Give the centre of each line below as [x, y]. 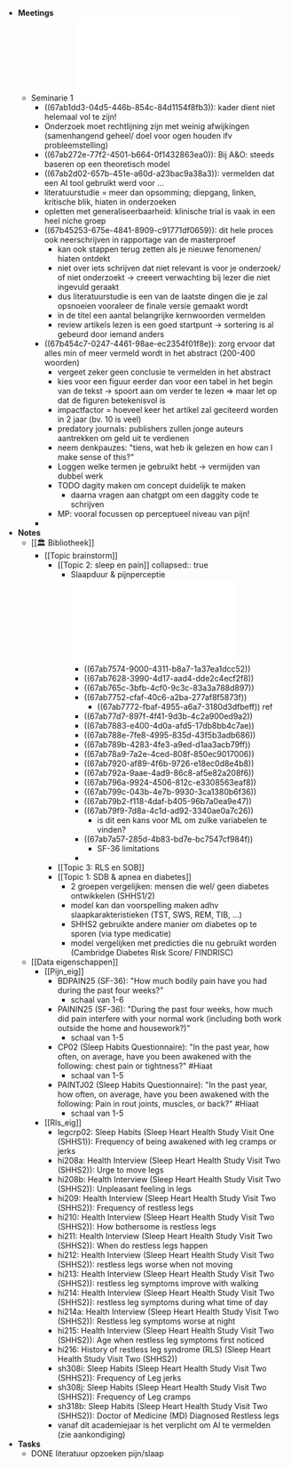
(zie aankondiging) [91, 1435]
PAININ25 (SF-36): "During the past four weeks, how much [165, 1009]
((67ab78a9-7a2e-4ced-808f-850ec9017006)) [169, 754]
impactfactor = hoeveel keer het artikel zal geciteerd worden [168, 410]
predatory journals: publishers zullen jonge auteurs [150, 429]
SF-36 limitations [128, 848]
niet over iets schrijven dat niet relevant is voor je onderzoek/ [169, 268]
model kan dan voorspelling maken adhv [145, 905]
